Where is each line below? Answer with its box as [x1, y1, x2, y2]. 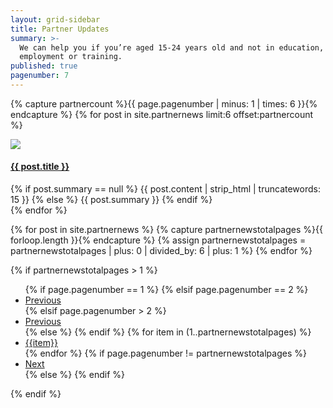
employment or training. [19, 52, 123, 62]
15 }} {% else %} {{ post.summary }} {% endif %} [10, 194, 213, 206]
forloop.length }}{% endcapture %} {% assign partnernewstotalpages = [10, 234, 307, 246]
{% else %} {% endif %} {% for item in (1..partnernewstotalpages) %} [24, 326, 312, 338]
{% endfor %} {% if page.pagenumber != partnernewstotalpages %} [24, 347, 307, 360]
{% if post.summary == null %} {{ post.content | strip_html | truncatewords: [10, 183, 321, 195]
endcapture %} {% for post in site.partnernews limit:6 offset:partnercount [10, 108, 314, 120]
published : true [10, 61, 78, 71]
